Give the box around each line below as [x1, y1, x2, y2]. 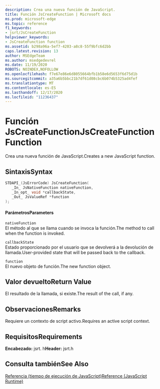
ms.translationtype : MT [5, 81, 54, 86]
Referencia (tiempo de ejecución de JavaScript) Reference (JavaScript [5, 373, 147, 379]
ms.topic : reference [5, 21, 48, 26]
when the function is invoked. [5, 230, 65, 236]
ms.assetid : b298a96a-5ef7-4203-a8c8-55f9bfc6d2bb [5, 44, 111, 49]
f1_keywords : [5, 26, 32, 31]
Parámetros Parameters [5, 210, 54, 216]
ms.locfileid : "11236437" [5, 94, 58, 99]
